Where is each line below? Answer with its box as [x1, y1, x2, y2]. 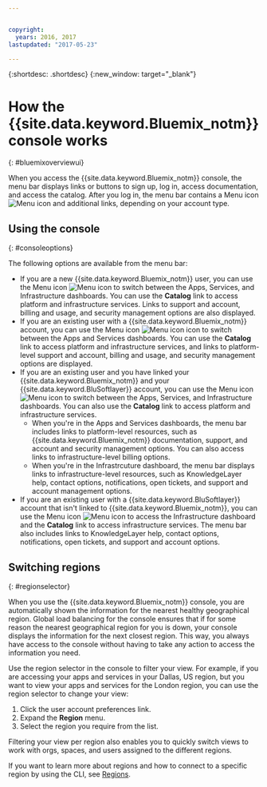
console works [8, 131, 108, 149]
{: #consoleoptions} [8, 243, 73, 252]
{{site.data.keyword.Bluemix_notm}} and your [19, 376, 170, 386]
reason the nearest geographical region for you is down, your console [8, 622, 238, 632]
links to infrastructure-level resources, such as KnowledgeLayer [31, 469, 242, 479]
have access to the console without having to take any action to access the [8, 639, 255, 649]
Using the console [8, 221, 100, 236]
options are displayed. [19, 359, 93, 368]
